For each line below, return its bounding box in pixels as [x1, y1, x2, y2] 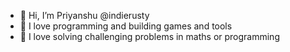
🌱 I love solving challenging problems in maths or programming [19, 31, 280, 42]
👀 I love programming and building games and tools [19, 20, 233, 32]
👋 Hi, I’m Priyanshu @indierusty [19, 10, 150, 21]
